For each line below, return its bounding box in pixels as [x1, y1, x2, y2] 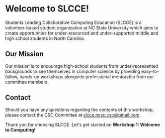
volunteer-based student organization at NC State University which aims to [5, 24, 159, 30]
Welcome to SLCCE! [5, 3, 89, 14]
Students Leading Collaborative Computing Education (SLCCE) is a [5, 19, 142, 25]
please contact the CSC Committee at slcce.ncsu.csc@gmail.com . [5, 112, 141, 118]
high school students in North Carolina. [5, 35, 85, 41]
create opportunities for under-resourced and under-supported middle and [5, 30, 159, 36]
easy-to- [141, 68, 159, 74]
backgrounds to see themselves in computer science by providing [5, 68, 141, 74]
